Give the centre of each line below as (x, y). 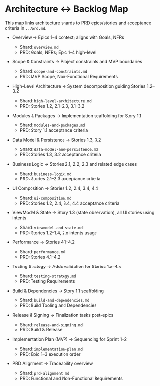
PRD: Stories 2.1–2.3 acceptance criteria (60, 178)
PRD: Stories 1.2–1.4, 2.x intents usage (58, 233)
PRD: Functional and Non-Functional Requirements (71, 378)
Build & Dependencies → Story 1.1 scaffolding (58, 291)
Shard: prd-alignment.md (45, 373)
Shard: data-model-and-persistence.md (59, 149)
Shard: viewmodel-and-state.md (51, 227)
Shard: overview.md (39, 47)
